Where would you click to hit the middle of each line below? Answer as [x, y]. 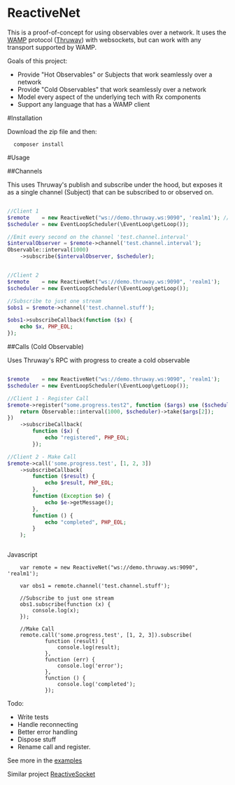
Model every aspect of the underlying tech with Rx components [109, 97]
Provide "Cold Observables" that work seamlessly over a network [112, 89]
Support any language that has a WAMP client [84, 104]
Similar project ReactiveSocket [51, 774]
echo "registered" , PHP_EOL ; [87, 438]
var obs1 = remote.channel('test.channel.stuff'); [95, 586]
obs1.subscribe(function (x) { [65, 605]
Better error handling [48, 732]
